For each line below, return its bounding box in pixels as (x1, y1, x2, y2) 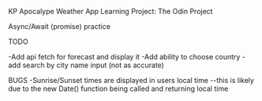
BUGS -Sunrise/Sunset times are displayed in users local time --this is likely (8, 76, 255, 85)
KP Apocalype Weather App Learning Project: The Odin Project (8, 7, 213, 16)
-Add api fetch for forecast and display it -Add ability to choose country (8, 52, 241, 61)
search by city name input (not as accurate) (22, 60, 164, 70)
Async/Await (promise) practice (8, 22, 110, 31)
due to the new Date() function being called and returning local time (8, 84, 229, 93)
